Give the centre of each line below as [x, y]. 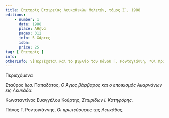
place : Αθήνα [32, 29]
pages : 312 [30, 33]
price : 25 [29, 47]
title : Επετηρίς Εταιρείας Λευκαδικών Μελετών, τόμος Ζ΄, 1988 [73, 10]
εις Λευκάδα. [19, 90]
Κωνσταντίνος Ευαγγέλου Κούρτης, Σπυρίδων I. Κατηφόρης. [69, 100]
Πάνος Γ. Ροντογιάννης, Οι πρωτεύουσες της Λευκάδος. [65, 110]
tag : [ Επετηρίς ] [24, 52]
